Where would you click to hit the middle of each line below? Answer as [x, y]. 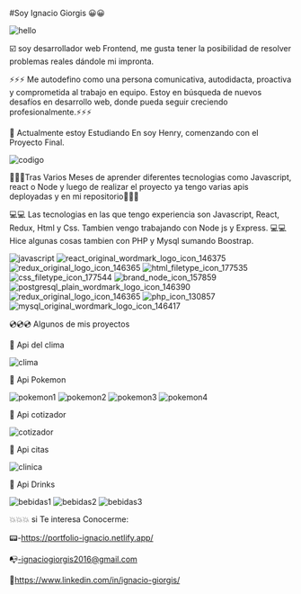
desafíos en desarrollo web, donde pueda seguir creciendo [119, 102]
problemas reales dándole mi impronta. [82, 61]
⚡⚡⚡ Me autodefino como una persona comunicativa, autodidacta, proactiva [150, 79]
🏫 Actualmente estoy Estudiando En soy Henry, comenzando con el [134, 133]
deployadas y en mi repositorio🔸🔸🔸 [74, 196]
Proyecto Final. [37, 142]
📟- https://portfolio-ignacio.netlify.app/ [82, 538]
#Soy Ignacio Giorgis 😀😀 [57, 13]
